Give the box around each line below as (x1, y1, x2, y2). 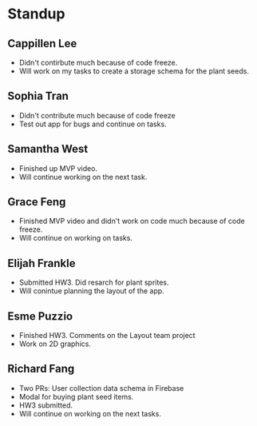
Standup (7, 5, 65, 23)
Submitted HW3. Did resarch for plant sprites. (18, 277, 169, 288)
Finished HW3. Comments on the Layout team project (18, 331, 196, 340)
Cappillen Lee (7, 37, 77, 50)
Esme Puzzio (7, 309, 73, 323)
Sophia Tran (7, 90, 69, 103)
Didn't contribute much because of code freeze (18, 110, 176, 120)
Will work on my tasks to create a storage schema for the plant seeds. (18, 66, 249, 76)
